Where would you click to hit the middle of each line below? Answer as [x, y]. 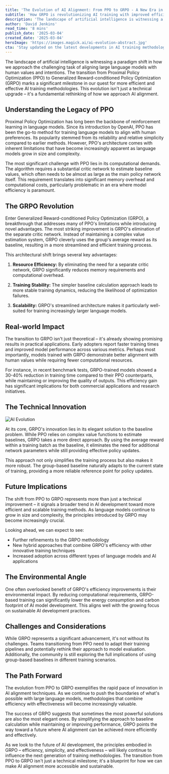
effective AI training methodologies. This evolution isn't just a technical [78, 88]
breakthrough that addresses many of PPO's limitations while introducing [81, 224]
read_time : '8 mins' [27, 29]
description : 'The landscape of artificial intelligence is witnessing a [84, 19]
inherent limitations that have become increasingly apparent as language [80, 149]
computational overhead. [38, 275]
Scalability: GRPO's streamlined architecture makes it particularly [81, 306]
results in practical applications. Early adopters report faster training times [82, 344]
